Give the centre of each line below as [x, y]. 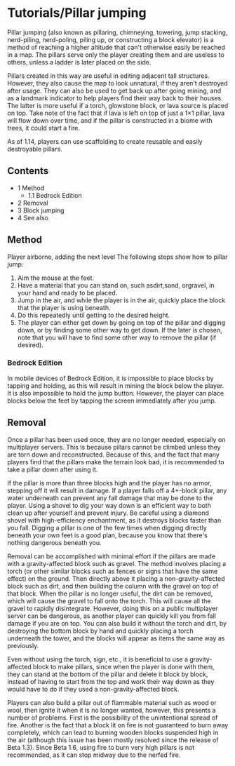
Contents [28, 171]
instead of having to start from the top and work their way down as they [111, 681]
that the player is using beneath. [64, 307]
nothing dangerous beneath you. [54, 542]
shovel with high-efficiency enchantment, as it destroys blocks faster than [114, 520]
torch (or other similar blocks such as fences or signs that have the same [113, 571]
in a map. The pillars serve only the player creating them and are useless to [116, 55]
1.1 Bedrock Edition [55, 195]
